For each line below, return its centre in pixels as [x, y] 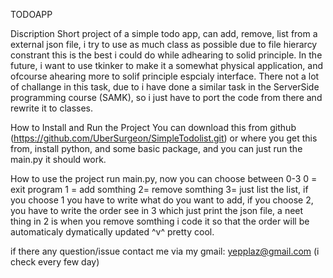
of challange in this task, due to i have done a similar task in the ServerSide [165, 87]
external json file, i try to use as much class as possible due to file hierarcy [164, 44]
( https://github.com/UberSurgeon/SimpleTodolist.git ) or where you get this [164, 138]
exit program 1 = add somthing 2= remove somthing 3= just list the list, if [159, 189]
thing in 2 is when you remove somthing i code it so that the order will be [160, 221]
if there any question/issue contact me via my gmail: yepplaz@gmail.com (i [165, 251]
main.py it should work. [58, 159]
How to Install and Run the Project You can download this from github [153, 127]
